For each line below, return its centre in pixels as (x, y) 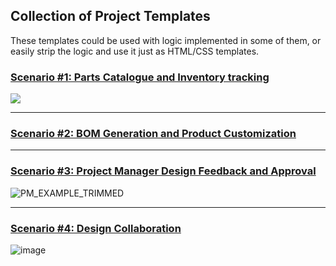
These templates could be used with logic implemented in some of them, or (166, 40)
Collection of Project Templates (110, 16)
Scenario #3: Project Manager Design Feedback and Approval (163, 171)
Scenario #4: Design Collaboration (96, 228)
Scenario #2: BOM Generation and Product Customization (153, 134)
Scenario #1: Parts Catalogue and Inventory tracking (140, 77)
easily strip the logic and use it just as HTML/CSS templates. (135, 51)
